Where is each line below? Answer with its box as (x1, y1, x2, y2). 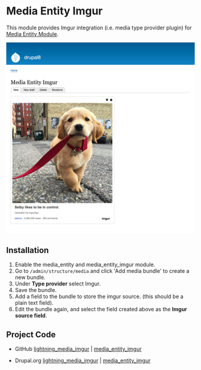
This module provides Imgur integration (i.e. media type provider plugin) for (6, 24, 192, 31)
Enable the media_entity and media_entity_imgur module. (14, 261, 156, 268)
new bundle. (14, 274, 46, 281)
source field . (14, 312, 47, 319)
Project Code (6, 329, 56, 339)
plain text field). (14, 299, 54, 306)
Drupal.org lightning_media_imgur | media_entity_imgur (14, 357, 151, 364)
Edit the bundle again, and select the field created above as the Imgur (14, 306, 187, 313)
